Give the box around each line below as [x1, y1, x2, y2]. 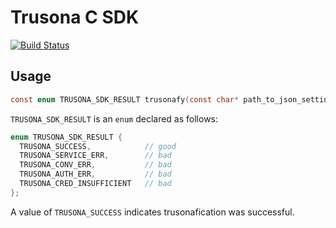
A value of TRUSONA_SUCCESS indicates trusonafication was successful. [10, 206, 295, 218]
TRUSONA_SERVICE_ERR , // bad [19, 151, 172, 161]
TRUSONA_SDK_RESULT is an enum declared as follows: [10, 112, 219, 125]
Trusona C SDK [10, 6, 140, 29]
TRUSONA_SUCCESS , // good [19, 141, 177, 151]
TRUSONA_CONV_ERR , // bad [19, 160, 172, 170]
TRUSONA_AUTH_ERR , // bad [19, 169, 172, 180]
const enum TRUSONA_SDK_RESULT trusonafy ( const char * [10, 94, 240, 105]
